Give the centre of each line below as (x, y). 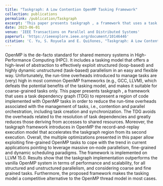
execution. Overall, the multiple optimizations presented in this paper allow (80, 137)
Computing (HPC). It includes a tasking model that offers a (90, 60)
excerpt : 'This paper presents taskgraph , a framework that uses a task (81, 23)
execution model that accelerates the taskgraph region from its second (76, 132)
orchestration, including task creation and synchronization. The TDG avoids (81, 111)
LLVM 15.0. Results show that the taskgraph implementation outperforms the (81, 157)
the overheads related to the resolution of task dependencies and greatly (78, 116)
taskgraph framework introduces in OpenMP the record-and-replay (72, 127)
